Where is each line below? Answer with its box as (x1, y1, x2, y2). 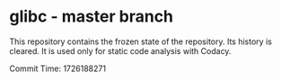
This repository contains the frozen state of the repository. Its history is (9, 36, 272, 47)
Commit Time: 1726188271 (9, 63, 106, 74)
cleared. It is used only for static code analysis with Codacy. (9, 45, 232, 56)
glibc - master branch (9, 6, 173, 27)
